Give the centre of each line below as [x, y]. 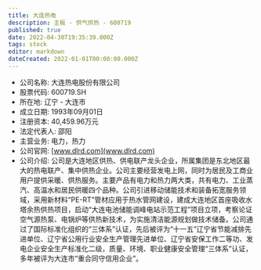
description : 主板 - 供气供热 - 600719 [70, 23]
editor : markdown [36, 52]
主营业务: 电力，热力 [53, 141]
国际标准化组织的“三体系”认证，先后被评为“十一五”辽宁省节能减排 [139, 229]
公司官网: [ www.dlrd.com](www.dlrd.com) [87, 150]
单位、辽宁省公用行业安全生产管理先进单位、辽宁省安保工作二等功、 [136, 239]
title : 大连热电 [32, 15]
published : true [34, 30]
